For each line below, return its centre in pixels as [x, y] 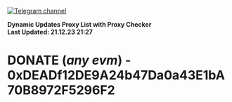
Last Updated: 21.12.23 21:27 [50, 32]
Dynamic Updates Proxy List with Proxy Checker [79, 24]
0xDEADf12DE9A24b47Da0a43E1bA [116, 76]
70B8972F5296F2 [61, 90]
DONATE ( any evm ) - [69, 60]
